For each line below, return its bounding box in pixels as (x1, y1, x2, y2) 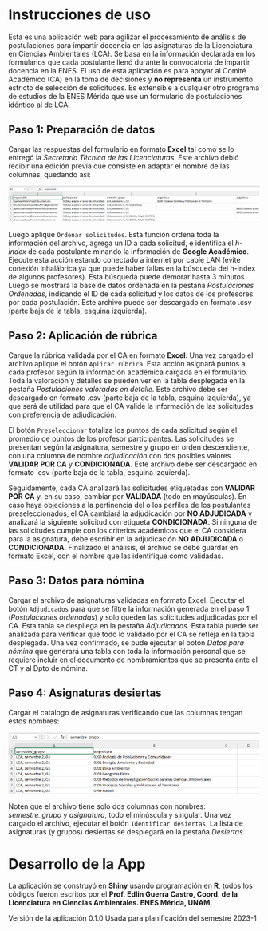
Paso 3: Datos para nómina (8, 574, 145, 588)
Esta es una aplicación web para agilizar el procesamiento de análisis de (8, 32, 246, 42)
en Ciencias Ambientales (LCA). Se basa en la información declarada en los (8, 49, 256, 58)
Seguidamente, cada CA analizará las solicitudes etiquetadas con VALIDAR (8, 483, 255, 493)
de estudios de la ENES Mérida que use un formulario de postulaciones (8, 91, 242, 101)
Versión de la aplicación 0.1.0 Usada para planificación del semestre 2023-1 (8, 913, 257, 923)
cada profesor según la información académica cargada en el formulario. (8, 367, 249, 377)
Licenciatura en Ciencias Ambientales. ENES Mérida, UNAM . (8, 898, 213, 908)
